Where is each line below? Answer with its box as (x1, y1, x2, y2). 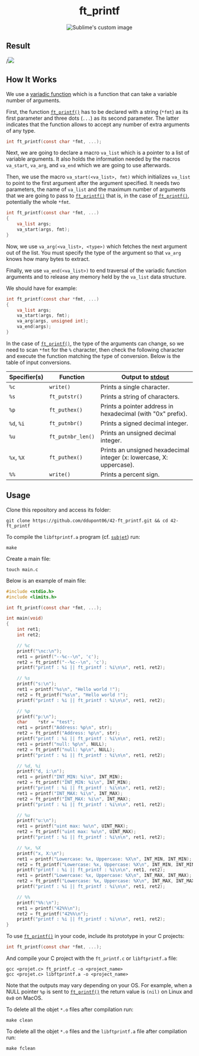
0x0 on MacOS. (6, 994, 43, 1001)
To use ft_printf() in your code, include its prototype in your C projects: (6, 933, 185, 940)
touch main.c (6, 566, 38, 573)
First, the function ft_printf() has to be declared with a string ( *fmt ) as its (6, 108, 188, 115)
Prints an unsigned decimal (100, 429, 176, 437)
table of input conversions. (6, 359, 72, 366)
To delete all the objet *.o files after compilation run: (6, 1006, 134, 1013)
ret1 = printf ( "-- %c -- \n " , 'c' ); (17, 653, 99, 659)
